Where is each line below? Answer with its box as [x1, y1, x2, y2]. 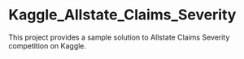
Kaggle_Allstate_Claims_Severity [8, 6, 237, 24]
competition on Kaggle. [8, 40, 87, 50]
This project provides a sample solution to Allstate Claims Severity [8, 32, 230, 42]
